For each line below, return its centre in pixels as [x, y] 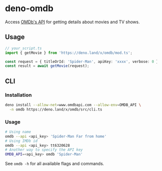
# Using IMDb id [21, 141]
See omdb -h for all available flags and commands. [55, 164]
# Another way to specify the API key [44, 150]
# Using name [18, 132]
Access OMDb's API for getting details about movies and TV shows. [72, 22]
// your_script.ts [23, 48]
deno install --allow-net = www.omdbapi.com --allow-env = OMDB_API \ [73, 105]
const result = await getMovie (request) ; [47, 66]
